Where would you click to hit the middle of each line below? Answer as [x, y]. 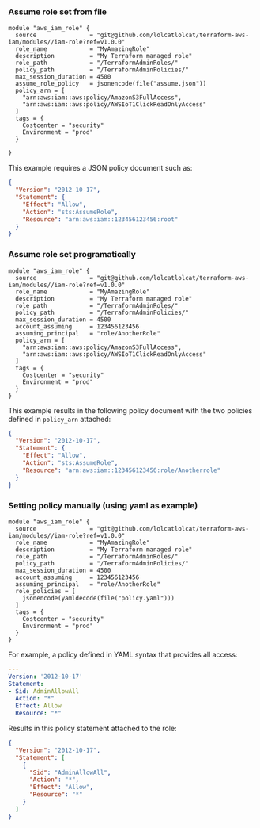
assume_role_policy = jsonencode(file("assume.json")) [111, 84]
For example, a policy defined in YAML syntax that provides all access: [123, 654]
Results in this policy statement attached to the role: [92, 729]
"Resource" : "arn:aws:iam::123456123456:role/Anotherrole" [122, 470]
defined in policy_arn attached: [60, 419]
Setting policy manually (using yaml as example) [103, 505]
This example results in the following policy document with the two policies [130, 410]
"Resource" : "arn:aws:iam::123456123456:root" [100, 219]
